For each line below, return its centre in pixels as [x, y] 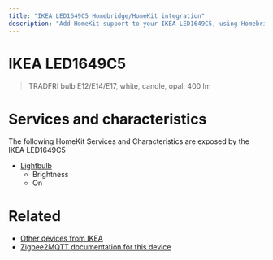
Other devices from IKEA [61, 238]
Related [35, 216]
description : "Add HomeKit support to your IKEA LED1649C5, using [123, 24]
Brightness [50, 175]
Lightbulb [36, 166]
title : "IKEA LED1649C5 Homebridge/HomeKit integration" [107, 16]
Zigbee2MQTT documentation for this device [95, 247]
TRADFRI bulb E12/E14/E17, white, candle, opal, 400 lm [119, 86]
